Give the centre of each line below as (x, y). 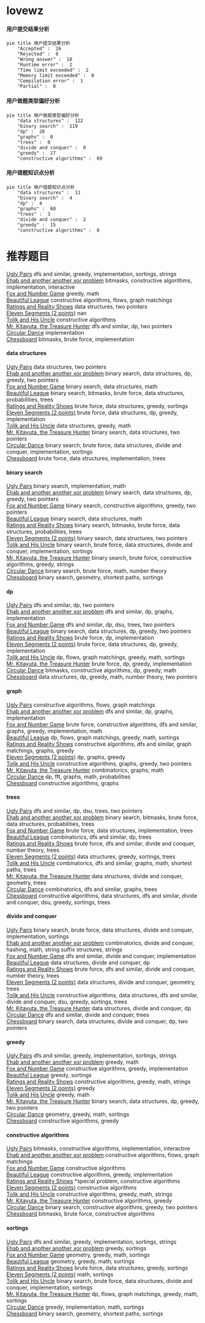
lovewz (25, 11)
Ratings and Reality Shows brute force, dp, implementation (80, 638)
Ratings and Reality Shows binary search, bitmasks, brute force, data (93, 525)
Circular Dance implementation (45, 332)
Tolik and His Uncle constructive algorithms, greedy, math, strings (89, 1194)
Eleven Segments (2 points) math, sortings (60, 1274)
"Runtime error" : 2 (45, 65)
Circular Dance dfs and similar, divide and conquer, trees (78, 1015)
